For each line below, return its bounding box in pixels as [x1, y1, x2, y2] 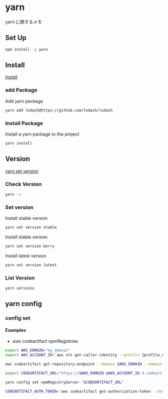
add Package [5, 87, 37, 94]
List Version [5, 274, 35, 281]
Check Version [5, 180, 42, 187]
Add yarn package [5, 98, 43, 104]
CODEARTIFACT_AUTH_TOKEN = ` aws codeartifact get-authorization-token [5, 388, 151, 394]
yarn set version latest [5, 262, 57, 268]
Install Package [5, 119, 43, 126]
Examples [5, 327, 26, 333]
